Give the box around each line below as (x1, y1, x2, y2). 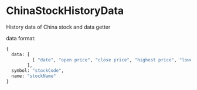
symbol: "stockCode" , (11, 68, 64, 74)
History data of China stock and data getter (6, 23, 111, 30)
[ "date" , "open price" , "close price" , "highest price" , (32, 57, 177, 63)
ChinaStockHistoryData (6, 4, 124, 18)
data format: (6, 34, 36, 41)
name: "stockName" (11, 73, 57, 79)
